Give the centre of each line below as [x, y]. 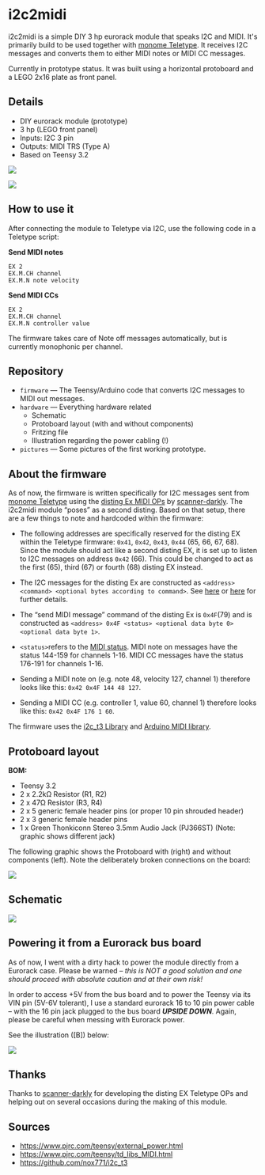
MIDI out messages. [52, 399]
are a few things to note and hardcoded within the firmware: [106, 518]
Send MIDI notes [36, 252]
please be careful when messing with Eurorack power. [97, 1019]
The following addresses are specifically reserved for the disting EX [130, 534]
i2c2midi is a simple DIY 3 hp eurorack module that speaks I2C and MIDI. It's [133, 36]
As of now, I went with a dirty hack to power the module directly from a [124, 962]
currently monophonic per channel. [66, 347]
